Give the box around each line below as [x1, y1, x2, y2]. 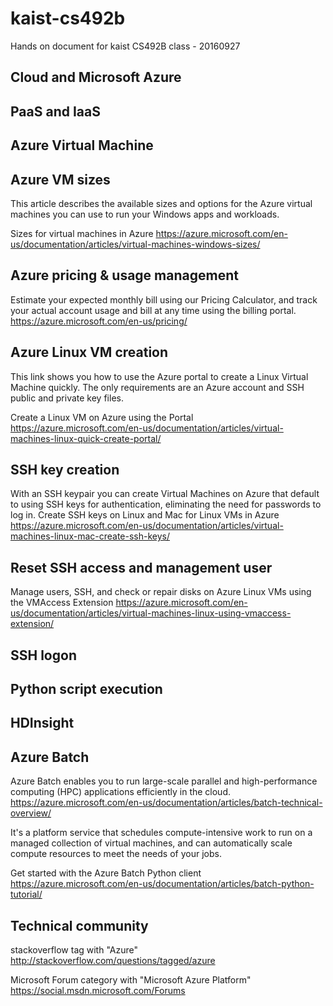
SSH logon [10, 647, 77, 664]
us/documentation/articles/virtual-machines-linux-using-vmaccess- [10, 607, 292, 619]
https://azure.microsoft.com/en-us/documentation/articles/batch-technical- [10, 797, 323, 809]
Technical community [10, 917, 149, 934]
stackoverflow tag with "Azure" [10, 943, 139, 956]
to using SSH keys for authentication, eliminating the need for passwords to [10, 498, 322, 511]
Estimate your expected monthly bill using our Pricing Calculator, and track [10, 293, 318, 306]
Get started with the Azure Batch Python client [10, 867, 202, 879]
